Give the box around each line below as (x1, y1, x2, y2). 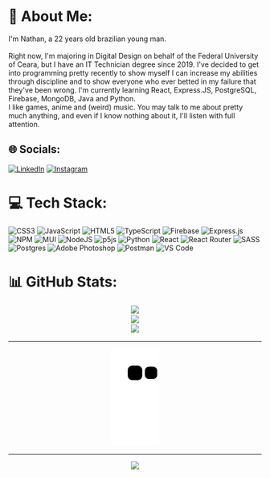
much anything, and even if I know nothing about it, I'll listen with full (8, 110, 235, 120)
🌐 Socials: (8, 142, 61, 156)
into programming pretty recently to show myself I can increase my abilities (8, 68, 258, 77)
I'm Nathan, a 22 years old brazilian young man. (8, 34, 167, 43)
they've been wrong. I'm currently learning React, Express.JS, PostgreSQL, (8, 84, 257, 95)
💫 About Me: (8, 7, 93, 26)
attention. (8, 119, 40, 129)
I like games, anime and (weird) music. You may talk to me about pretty (8, 102, 243, 112)
